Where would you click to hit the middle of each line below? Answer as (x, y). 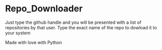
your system (18, 33)
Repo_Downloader (44, 9)
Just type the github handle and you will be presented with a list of (73, 22)
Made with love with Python (34, 42)
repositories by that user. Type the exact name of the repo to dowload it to (81, 27)
